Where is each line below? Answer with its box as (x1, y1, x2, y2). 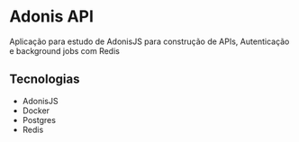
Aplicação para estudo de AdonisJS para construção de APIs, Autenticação (9, 36, 290, 47)
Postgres (22, 114, 57, 125)
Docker (22, 105, 50, 116)
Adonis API (9, 6, 95, 27)
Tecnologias (9, 72, 80, 87)
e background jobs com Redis (9, 45, 120, 56)
